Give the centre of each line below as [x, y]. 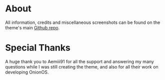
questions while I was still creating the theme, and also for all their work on [82, 67]
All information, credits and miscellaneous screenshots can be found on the [83, 22]
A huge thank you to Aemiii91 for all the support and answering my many [80, 61]
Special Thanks [38, 48]
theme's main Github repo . [32, 27]
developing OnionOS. [27, 72]
